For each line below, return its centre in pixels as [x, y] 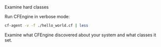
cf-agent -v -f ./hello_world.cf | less [47, 25]
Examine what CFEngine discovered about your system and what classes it [80, 35]
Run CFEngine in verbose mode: [37, 16]
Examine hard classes [27, 7]
